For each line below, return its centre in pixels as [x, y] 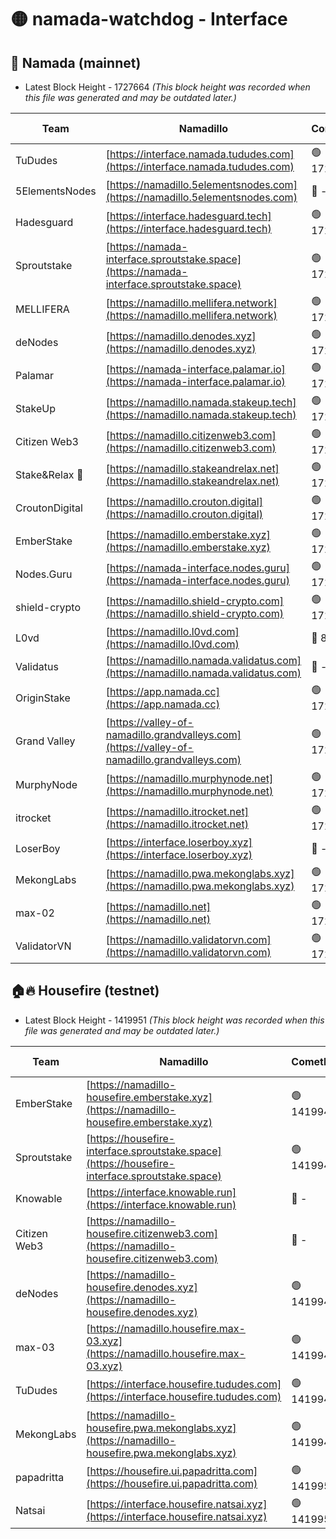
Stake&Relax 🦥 [49, 474]
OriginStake [43, 698]
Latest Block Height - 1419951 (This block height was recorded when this [174, 1020]
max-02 [35, 913]
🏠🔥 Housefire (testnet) [85, 991]
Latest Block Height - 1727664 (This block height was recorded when [167, 87]
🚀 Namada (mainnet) [76, 62]
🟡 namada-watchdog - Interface [149, 19]
